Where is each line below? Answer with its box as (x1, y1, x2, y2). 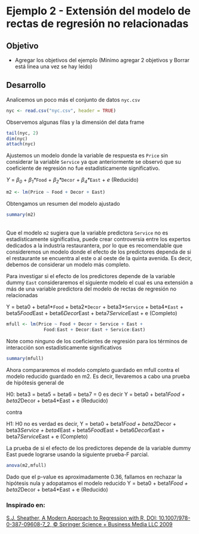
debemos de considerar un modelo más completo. (6, 261, 130, 268)
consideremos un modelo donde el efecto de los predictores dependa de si (6, 248, 191, 255)
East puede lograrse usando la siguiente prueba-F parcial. (6, 451, 149, 458)
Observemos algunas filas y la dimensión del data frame (6, 118, 145, 126)
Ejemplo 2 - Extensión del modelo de (6, 4, 191, 18)
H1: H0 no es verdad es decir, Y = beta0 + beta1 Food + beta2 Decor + (6, 420, 176, 428)
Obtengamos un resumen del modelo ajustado (6, 200, 121, 207)
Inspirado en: (6, 501, 46, 509)
